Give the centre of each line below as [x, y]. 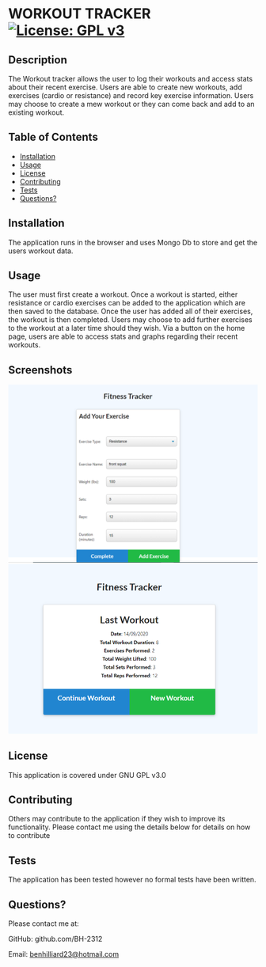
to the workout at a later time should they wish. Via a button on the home [127, 328]
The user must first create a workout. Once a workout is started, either [123, 294]
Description [38, 60]
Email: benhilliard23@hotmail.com [64, 954]
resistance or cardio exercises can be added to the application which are [127, 303]
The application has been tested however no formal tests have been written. [132, 880]
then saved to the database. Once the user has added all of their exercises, [131, 311]
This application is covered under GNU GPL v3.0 [87, 775]
